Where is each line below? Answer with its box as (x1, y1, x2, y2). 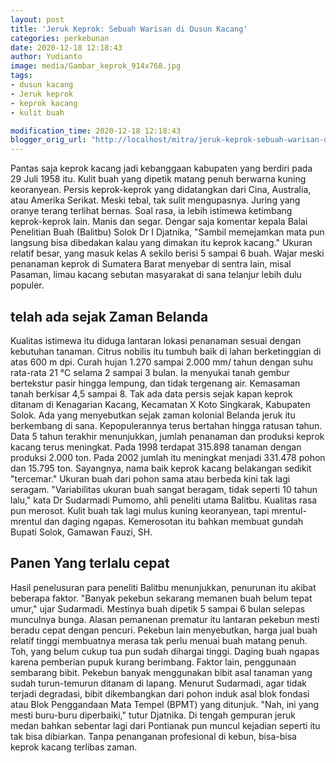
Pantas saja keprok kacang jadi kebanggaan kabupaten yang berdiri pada (10, 162, 313, 175)
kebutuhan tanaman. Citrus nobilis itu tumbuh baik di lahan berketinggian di (10, 345, 322, 357)
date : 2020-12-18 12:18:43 (10, 42, 123, 53)
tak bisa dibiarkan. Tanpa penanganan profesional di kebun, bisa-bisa (10, 730, 297, 742)
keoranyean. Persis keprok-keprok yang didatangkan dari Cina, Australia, (10, 184, 312, 196)
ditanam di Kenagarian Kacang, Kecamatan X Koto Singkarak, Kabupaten (10, 398, 311, 410)
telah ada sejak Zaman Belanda (10, 308, 209, 325)
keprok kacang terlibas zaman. (10, 741, 138, 753)
